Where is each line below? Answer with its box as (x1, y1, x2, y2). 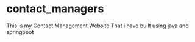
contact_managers (6, 2, 104, 16)
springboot (6, 28, 34, 35)
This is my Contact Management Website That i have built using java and (6, 22, 189, 29)
